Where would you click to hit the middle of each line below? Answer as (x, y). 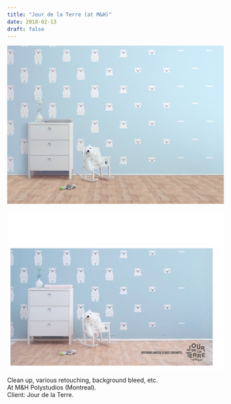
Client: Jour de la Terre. (41, 394)
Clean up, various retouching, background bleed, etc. (82, 380)
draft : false (26, 29)
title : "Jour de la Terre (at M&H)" (59, 14)
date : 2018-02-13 (32, 22)
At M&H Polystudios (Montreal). (52, 387)
